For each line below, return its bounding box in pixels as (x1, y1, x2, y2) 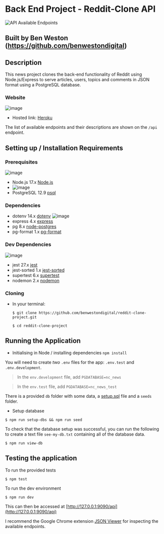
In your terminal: (12, 301, 46, 307)
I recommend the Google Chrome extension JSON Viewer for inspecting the (5, 518, 159, 524)
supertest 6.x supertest (12, 272, 60, 278)
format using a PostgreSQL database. (5, 82, 81, 88)
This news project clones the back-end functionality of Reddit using (5, 71, 142, 77)
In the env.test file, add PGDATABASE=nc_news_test (17, 384, 117, 389)
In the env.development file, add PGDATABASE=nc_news (17, 374, 121, 380)
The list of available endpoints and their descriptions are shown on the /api (5, 124, 158, 130)
